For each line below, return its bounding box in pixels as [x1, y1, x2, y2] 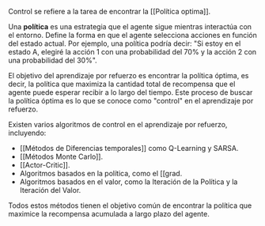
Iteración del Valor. [19, 186, 81, 194]
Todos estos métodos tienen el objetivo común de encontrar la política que [8, 201, 252, 210]
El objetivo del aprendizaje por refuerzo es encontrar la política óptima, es [8, 71, 249, 80]
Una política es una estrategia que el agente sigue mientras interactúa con [8, 22, 252, 31]
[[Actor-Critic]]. [19, 160, 70, 169]
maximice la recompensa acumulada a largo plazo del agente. [8, 209, 210, 218]
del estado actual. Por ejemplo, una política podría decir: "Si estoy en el [8, 39, 241, 48]
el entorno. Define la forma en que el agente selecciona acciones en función [8, 31, 257, 40]
